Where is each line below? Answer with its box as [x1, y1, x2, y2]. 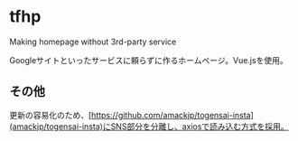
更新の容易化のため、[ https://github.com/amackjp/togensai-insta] [9, 109, 255, 120]
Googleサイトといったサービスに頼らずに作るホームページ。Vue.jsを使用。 [9, 54, 288, 65]
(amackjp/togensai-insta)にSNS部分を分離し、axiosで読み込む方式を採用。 [9, 120, 289, 132]
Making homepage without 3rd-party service [9, 36, 177, 47]
